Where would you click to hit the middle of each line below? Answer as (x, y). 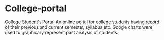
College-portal (36, 9)
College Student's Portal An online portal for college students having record (82, 22)
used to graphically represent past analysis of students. (62, 32)
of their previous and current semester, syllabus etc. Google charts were (79, 27)
